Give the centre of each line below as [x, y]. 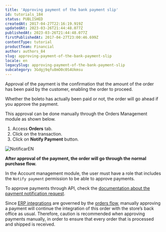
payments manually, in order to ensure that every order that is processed [80, 219]
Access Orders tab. [32, 129]
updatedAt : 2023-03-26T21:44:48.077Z [44, 28]
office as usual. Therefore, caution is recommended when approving [75, 214]
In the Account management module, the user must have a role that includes [83, 173]
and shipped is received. [30, 224]
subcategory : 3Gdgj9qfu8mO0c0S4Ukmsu [44, 70]
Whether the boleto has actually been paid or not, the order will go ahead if [82, 99]
